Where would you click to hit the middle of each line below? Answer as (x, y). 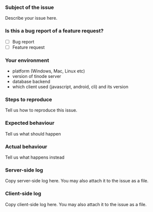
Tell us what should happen (33, 134)
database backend (31, 82)
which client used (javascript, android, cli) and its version (70, 87)
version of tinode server (37, 76)
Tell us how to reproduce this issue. (41, 110)
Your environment (27, 60)
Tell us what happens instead (35, 157)
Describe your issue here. (31, 18)
